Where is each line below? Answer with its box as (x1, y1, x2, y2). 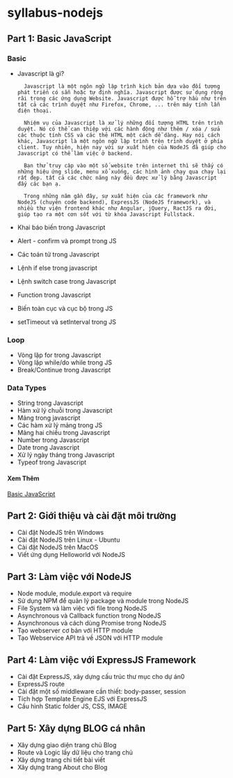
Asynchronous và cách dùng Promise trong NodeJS (17, 619, 167, 627)
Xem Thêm (7, 474, 40, 482)
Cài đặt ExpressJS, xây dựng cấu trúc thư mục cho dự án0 (17, 673, 185, 681)
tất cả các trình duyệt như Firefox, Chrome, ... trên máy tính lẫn (17, 101, 220, 108)
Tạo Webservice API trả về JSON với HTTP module (17, 634, 163, 642)
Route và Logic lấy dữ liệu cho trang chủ (17, 748, 134, 756)
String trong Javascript (17, 399, 83, 407)
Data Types (7, 383, 47, 393)
